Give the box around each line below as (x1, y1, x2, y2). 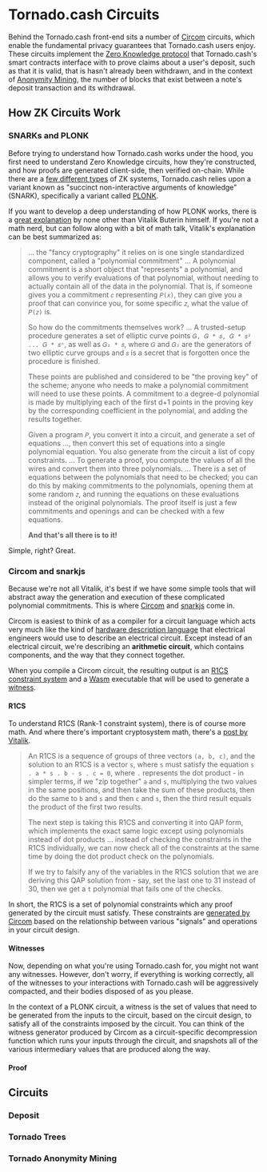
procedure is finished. (27, 356, 101, 365)
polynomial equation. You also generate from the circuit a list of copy (27, 446, 255, 456)
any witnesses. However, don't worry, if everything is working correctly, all (8, 970, 254, 979)
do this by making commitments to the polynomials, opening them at (27, 480, 253, 490)
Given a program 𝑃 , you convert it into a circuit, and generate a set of (27, 429, 256, 439)
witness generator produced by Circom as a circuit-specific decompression (8, 1027, 257, 1037)
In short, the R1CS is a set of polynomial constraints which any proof (8, 899, 233, 909)
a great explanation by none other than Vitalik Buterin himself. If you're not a (8, 214, 259, 225)
